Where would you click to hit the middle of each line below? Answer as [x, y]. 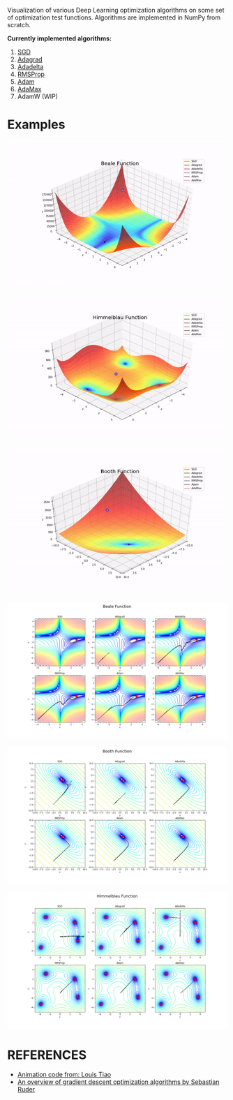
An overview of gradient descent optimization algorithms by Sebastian [118, 1082]
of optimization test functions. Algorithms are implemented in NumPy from [114, 17]
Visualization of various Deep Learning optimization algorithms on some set [116, 10]
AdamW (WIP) [37, 96]
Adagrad [30, 59]
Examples [36, 125]
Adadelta [30, 67]
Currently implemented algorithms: [60, 38]
